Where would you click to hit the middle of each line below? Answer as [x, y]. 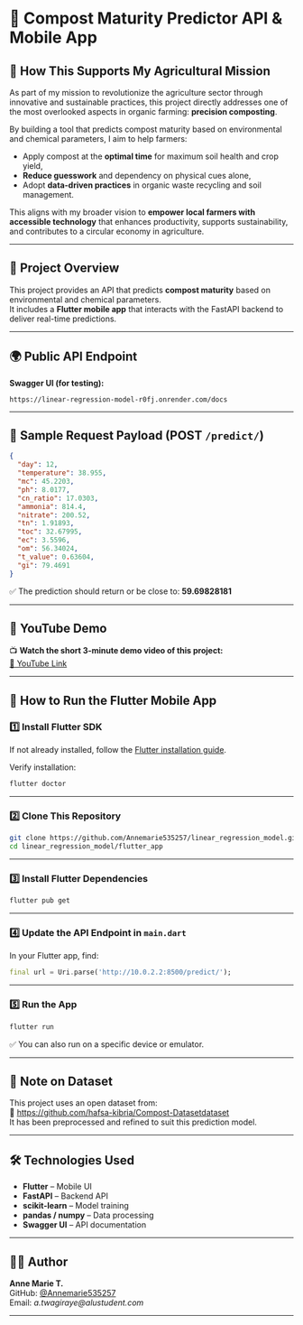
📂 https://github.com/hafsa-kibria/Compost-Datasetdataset [119, 1113]
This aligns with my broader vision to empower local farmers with [132, 212]
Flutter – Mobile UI [57, 1187]
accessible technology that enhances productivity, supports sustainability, [149, 222]
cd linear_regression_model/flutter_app [87, 847]
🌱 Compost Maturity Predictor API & [146, 19]
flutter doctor [38, 784]
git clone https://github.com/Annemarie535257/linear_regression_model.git [155, 839]
